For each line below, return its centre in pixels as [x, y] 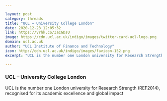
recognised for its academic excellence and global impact [64, 93]
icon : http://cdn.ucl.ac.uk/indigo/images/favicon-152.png [68, 51]
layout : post [19, 14]
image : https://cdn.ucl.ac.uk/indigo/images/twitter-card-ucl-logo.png [81, 37]
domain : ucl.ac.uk [24, 42]
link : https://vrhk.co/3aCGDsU [38, 33]
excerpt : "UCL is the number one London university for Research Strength [84, 55]
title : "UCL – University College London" [50, 23]
